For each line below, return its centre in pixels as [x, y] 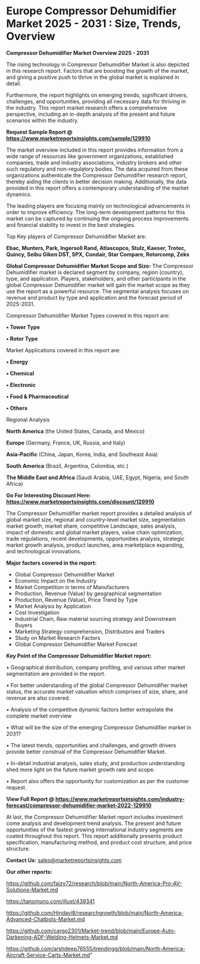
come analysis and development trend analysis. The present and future [94, 823]
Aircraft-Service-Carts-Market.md [48, 955]
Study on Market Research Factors [57, 637]
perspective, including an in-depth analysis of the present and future [91, 114]
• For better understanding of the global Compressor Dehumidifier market [97, 685]
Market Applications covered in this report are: [63, 350]
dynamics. [19, 194]
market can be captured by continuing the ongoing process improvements [98, 218]
